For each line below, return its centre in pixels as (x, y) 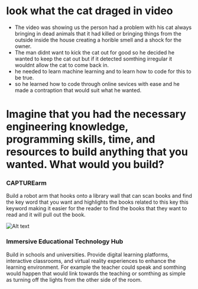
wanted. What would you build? (85, 165)
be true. (24, 78)
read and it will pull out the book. (46, 215)
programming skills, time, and (81, 139)
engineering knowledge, (67, 127)
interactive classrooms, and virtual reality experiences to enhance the (91, 261)
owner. (23, 46)
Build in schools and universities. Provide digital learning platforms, (88, 254)
